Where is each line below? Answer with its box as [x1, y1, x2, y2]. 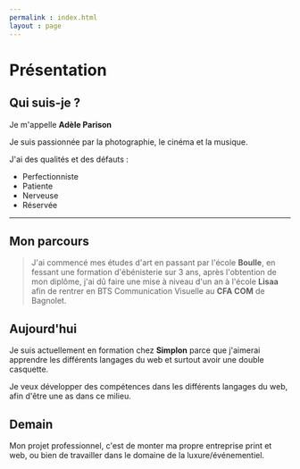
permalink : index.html [9, 13, 98, 22]
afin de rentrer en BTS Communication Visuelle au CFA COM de [30, 286, 265, 297]
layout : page [9, 21, 62, 30]
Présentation [9, 60, 107, 80]
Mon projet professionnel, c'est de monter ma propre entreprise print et [9, 440, 272, 451]
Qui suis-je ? [9, 96, 81, 111]
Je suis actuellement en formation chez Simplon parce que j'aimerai [9, 345, 261, 356]
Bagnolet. [30, 296, 67, 306]
